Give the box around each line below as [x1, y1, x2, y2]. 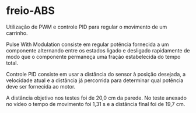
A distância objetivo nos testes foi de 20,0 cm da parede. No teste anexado [6, 94, 187, 101]
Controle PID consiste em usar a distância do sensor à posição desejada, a [6, 70, 186, 77]
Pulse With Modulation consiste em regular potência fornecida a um [6, 41, 169, 48]
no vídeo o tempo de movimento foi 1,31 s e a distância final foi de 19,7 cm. [6, 100, 185, 107]
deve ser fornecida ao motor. [6, 83, 76, 90]
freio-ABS [6, 4, 55, 17]
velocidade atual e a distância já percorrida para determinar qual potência [6, 77, 184, 84]
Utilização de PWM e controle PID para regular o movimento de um [6, 23, 167, 30]
